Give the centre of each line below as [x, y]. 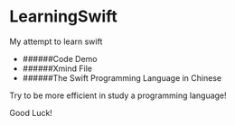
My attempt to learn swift [56, 41]
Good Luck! [31, 112]
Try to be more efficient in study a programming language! [118, 95]
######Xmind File [57, 68]
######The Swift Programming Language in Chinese [122, 77]
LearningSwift [63, 17]
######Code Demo [60, 58]
